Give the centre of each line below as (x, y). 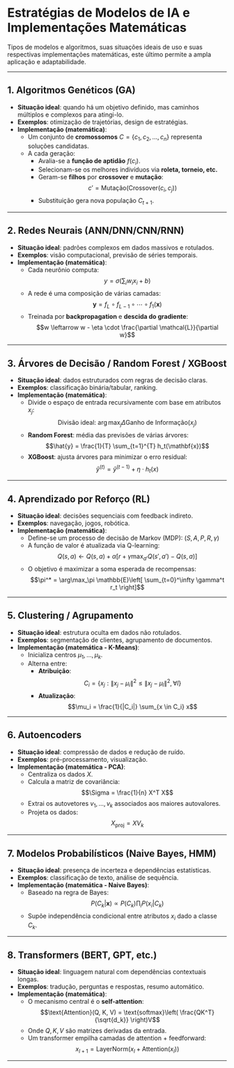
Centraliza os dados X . (60, 774)
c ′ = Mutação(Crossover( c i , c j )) (133, 189)
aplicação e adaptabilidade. (47, 61)
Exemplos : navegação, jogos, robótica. (73, 523)
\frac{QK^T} (197, 1012)
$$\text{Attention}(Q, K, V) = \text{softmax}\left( (109, 1012)
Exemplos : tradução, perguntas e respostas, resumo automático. (110, 987)
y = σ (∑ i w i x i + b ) (127, 281)
